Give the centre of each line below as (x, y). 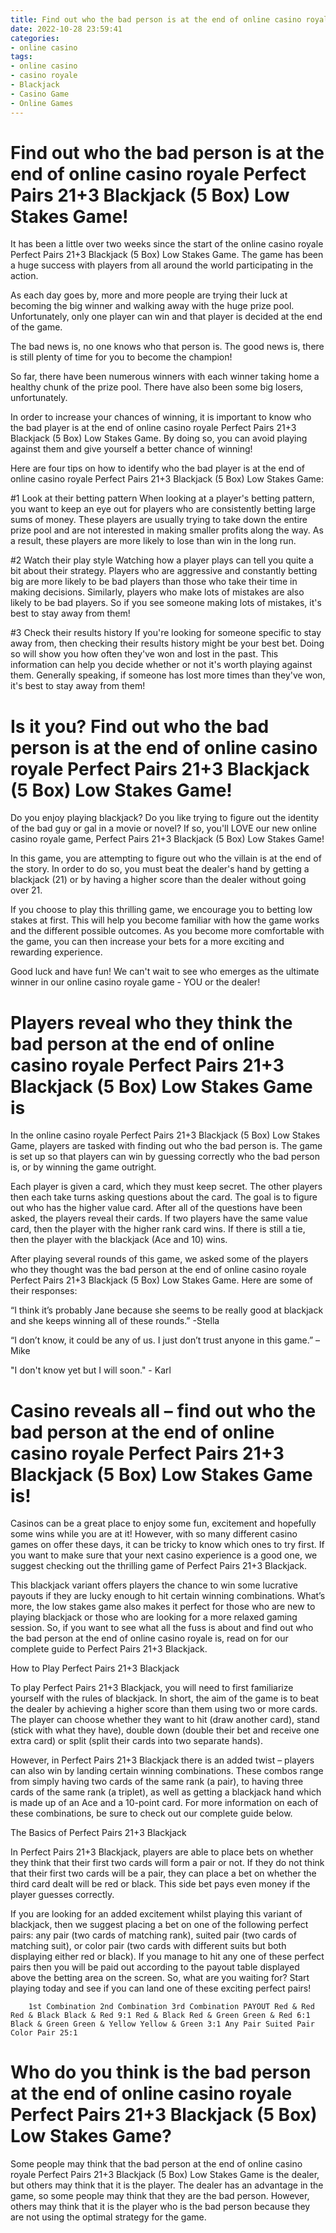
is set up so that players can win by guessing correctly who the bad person (165, 1157)
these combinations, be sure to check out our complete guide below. (151, 1813)
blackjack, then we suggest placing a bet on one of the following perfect (159, 1925)
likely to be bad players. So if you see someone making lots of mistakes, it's (166, 603)
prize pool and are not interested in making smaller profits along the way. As (167, 530)
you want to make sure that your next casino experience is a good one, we (164, 1555)
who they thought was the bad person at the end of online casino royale (158, 1270)
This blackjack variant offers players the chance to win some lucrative (154, 1585)
